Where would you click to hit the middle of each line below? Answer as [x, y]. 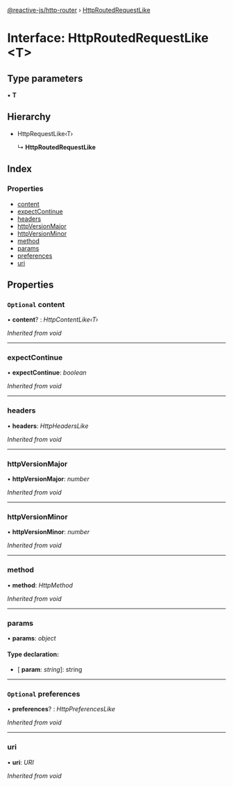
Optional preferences [44, 694]
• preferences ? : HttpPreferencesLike [61, 709]
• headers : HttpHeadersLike [48, 426]
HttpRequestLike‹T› [45, 133]
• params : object [32, 638]
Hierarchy [29, 117]
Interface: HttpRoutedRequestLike [108, 38]
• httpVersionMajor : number [49, 479]
